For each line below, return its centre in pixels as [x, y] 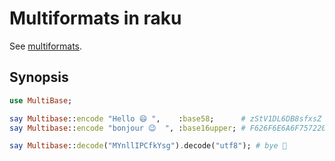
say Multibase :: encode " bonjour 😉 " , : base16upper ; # [127, 128]
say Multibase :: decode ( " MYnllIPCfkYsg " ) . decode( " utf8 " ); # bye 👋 [148, 146]
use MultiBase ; [41, 100]
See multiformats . [46, 46]
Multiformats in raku [95, 18]
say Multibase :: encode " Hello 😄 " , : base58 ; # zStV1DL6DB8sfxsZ [165, 118]
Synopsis [39, 77]
